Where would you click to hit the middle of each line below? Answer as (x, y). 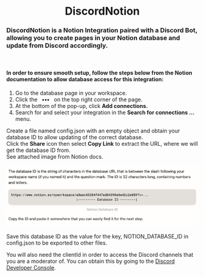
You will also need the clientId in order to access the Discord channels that (100, 255)
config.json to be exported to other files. (57, 243)
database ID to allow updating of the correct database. (75, 137)
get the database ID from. (38, 150)
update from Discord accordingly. (57, 46)
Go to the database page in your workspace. (71, 93)
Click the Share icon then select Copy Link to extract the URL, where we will (102, 143)
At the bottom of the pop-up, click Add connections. (81, 106)
